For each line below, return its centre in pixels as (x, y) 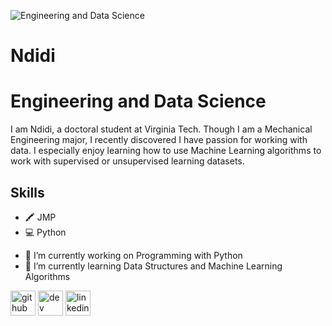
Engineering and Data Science (138, 101)
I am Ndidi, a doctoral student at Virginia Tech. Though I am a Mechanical (161, 129)
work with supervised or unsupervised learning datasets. (127, 161)
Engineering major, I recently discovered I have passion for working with (159, 140)
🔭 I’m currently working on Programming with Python (133, 255)
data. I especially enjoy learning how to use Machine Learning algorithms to (166, 151)
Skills (27, 192)
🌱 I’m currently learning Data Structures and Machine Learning (153, 266)
